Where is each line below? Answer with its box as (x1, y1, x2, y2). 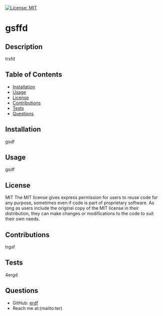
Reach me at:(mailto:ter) (12, 305, 63, 311)
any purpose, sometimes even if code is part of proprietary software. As (5, 200, 154, 206)
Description (5, 42, 43, 51)
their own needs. (5, 216, 40, 222)
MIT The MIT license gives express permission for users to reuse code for (5, 195, 158, 201)
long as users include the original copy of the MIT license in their (5, 205, 139, 211)
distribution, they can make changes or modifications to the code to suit (5, 211, 154, 217)
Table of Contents (5, 71, 63, 79)
